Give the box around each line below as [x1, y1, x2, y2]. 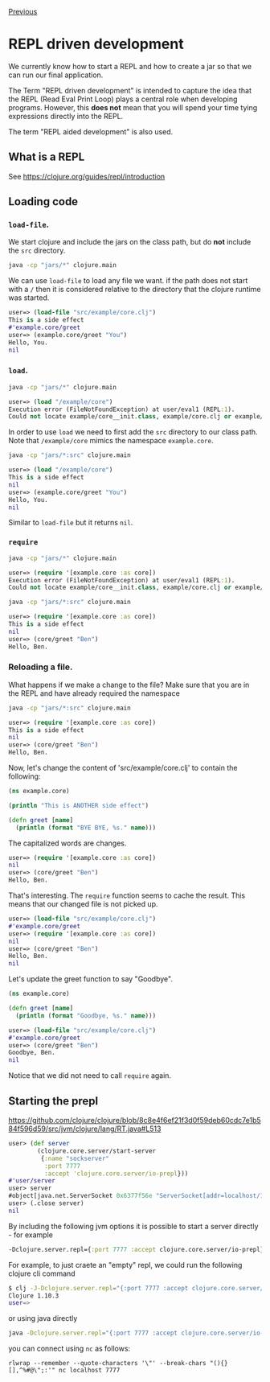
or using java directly [8, 1314, 78, 1323]
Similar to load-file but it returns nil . [8, 518, 133, 528]
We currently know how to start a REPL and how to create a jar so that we [8, 61, 252, 71]
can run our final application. [8, 70, 104, 80]
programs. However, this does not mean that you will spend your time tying [8, 102, 258, 112]
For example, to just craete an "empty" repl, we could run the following [8, 1260, 243, 1269]
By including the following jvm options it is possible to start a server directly [8, 1221, 259, 1231]
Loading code [8, 195, 79, 208]
